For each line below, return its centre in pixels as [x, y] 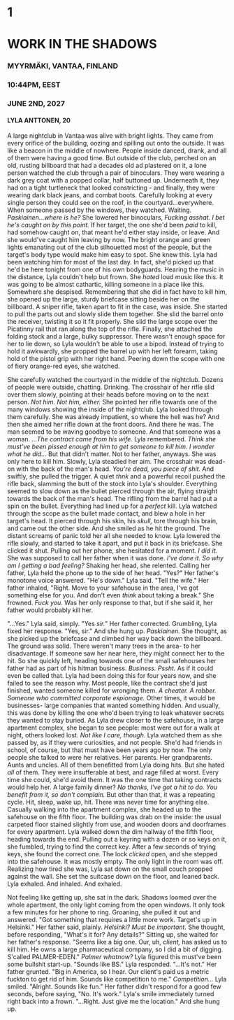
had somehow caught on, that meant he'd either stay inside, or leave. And [114, 232]
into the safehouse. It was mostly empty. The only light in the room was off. [115, 862]
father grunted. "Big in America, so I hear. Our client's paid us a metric [108, 972]
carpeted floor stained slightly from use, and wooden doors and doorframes [117, 824]
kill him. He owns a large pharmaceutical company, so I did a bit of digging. [115, 949]
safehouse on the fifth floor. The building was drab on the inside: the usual [114, 817]
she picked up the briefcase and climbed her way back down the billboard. [115, 639]
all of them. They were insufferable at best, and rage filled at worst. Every [113, 772]
